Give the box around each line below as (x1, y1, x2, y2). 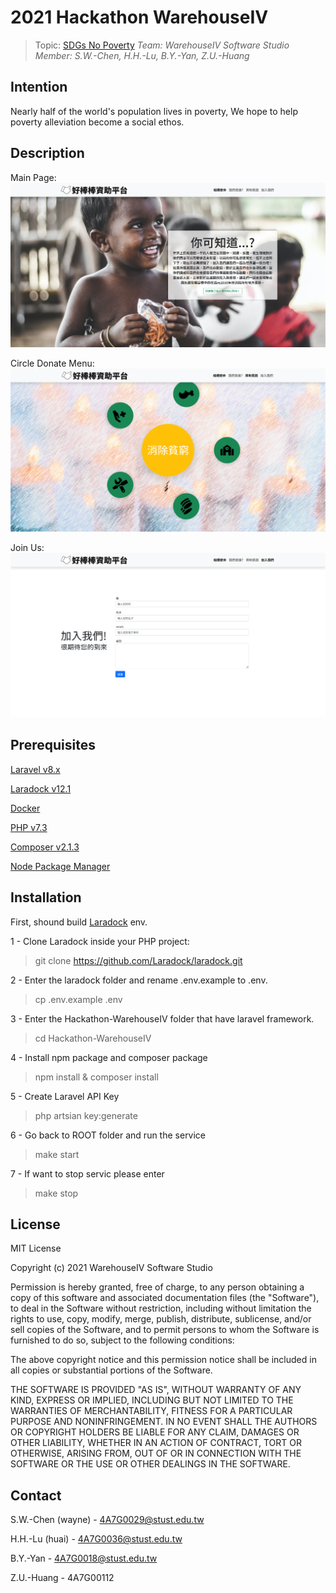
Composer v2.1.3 (10, 841, 80, 853)
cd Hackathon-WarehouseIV (34, 1032, 152, 1044)
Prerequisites (10, 737, 96, 754)
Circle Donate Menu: (10, 357, 95, 369)
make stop (34, 1187, 79, 1199)
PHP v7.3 (10, 821, 48, 833)
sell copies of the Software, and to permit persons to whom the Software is (10, 1324, 320, 1336)
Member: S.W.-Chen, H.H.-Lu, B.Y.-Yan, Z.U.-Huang (34, 49, 250, 61)
